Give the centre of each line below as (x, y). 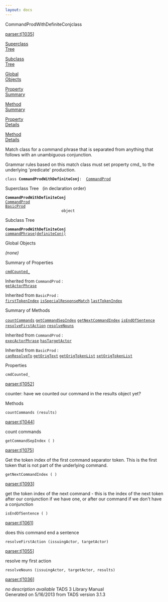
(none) (12, 252)
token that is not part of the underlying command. (56, 465)
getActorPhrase (21, 286)
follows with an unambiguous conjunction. (49, 154)
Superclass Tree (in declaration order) (46, 188)
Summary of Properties (29, 263)
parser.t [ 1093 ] (20, 484)
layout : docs (19, 10)
